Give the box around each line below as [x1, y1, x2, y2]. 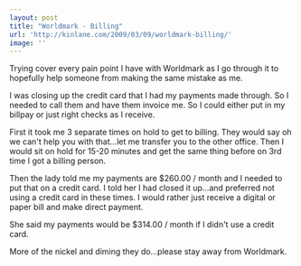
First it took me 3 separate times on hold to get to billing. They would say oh [9, 127, 292, 138]
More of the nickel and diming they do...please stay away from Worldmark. [9, 246, 287, 257]
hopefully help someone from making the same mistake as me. [9, 73, 243, 84]
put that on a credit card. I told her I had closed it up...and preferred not [9, 182, 276, 194]
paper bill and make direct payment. [9, 202, 144, 213]
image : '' [9, 38, 47, 48]
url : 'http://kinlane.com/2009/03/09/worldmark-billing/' [9, 30, 232, 39]
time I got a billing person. [9, 155, 107, 167]
